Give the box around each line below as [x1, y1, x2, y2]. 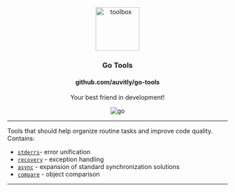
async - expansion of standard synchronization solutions [17, 163, 180, 171]
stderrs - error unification [17, 148, 91, 156]
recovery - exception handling [17, 155, 104, 163]
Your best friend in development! [70, 94, 165, 102]
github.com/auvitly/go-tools [75, 77, 160, 86]
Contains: [7, 134, 35, 142]
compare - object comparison [17, 170, 100, 179]
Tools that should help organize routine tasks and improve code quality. [7, 127, 213, 135]
